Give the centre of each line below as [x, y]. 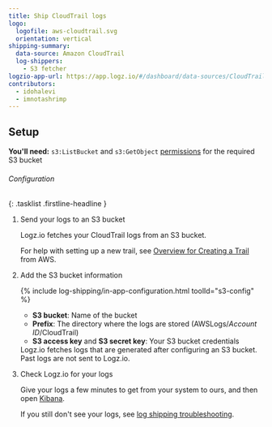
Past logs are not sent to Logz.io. [75, 359]
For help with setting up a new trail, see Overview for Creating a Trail [134, 251]
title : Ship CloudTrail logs [57, 16]
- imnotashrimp [41, 99]
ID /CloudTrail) [55, 333]
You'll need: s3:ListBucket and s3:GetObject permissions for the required [132, 152]
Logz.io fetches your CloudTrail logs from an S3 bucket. [113, 235]
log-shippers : [39, 62]
